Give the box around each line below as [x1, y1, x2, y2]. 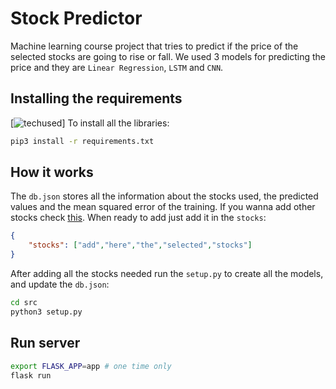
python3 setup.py [10, 307, 83, 317]
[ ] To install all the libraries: [10, 117, 170, 129]
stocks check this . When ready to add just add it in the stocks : [10, 212, 267, 224]
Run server [10, 335, 81, 352]
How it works [10, 164, 94, 181]
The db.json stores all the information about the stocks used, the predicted [10, 190, 319, 202]
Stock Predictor [10, 7, 143, 30]
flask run [10, 370, 52, 381]
